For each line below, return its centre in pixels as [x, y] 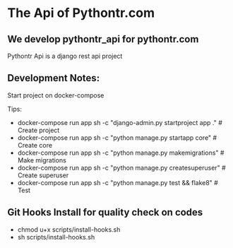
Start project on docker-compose [56, 95]
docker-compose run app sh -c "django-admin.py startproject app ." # [120, 122]
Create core [35, 145]
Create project [38, 130]
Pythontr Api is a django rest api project [65, 56]
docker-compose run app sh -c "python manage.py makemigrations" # [121, 153]
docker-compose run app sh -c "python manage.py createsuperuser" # [121, 167]
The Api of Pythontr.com [81, 13]
